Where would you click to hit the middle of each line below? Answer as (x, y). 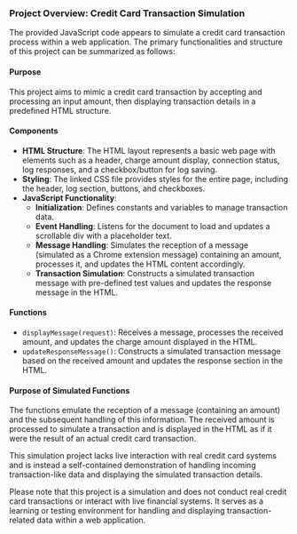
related (22, 520)
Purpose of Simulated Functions (70, 390)
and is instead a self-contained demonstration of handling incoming (133, 466)
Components (34, 131)
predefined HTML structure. (60, 110)
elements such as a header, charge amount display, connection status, (151, 160)
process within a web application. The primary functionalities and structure (146, 42)
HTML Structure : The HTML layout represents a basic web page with (149, 150)
